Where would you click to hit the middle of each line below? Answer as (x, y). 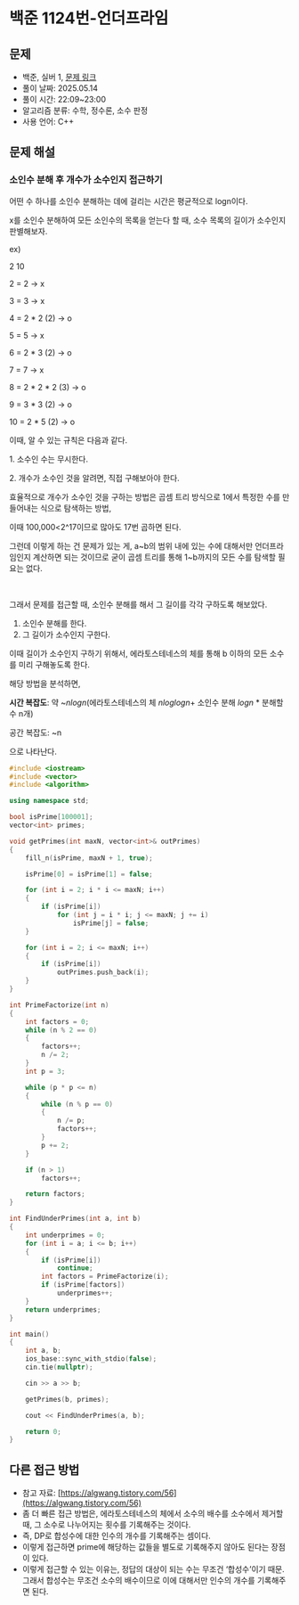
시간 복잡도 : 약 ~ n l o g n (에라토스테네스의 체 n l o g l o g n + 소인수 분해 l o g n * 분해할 (146, 702)
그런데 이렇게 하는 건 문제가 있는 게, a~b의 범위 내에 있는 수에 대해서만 (131, 545)
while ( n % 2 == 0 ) (61, 1030)
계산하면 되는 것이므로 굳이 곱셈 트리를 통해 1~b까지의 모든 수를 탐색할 (154, 557)
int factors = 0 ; (57, 1021)
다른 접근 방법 (44, 1470)
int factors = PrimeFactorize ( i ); (105, 1277)
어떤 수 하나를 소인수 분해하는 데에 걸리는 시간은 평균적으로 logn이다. (129, 201)
